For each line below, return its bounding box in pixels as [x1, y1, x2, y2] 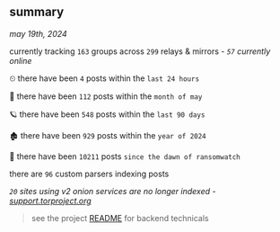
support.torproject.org [9, 195, 92, 206]
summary [9, 4, 65, 20]
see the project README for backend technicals [31, 212, 209, 223]
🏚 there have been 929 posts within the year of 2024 [9, 129, 206, 140]
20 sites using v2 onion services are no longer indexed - [9, 185, 216, 196]
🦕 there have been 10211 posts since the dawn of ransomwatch [9, 150, 241, 162]
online [9, 55, 32, 66]
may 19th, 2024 [9, 28, 67, 39]
